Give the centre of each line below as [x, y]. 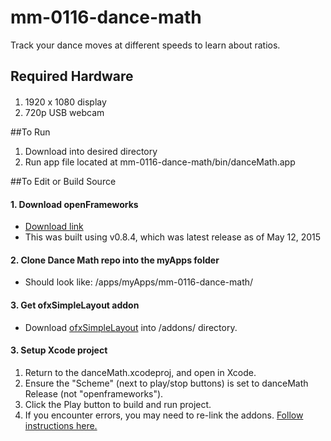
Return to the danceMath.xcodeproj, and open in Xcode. [140, 372]
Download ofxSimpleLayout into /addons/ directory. [131, 327]
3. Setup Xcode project [59, 350]
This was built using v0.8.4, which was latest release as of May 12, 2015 [173, 237]
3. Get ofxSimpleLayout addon [75, 305]
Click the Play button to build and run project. [118, 404]
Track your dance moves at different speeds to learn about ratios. [145, 45]
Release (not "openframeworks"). [94, 393]
